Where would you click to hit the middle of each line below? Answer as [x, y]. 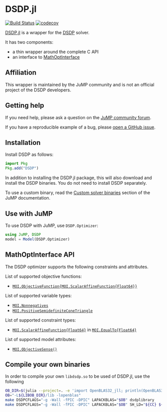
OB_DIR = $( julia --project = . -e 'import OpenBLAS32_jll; [64, 391]
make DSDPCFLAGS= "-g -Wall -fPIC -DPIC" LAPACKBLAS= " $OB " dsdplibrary [80, 400]
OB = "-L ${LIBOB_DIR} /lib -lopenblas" [43, 396]
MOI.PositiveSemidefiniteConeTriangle [52, 311]
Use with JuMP [29, 214]
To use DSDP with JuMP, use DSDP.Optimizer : [52, 225]
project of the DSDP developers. [38, 90]
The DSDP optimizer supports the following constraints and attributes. [77, 267]
